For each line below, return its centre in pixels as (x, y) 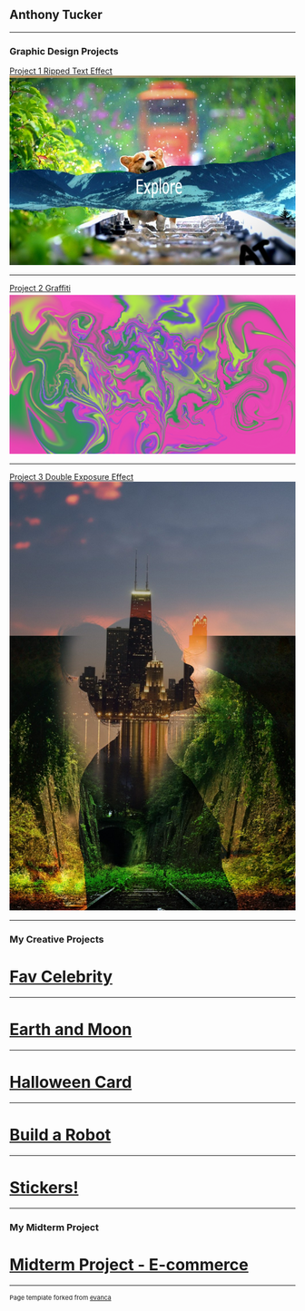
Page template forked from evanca (60, 1297)
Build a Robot (60, 1135)
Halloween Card (71, 1082)
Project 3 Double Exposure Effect (72, 476)
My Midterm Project (54, 1227)
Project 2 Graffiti (40, 288)
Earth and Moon (71, 1030)
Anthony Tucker (56, 15)
